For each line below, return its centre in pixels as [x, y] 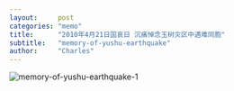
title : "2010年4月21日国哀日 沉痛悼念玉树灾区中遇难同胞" [117, 34]
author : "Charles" [52, 51]
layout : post [42, 18]
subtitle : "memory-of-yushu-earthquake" [90, 43]
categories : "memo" [46, 26]
